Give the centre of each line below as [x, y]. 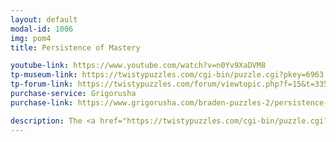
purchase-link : [42, 102]
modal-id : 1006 [42, 29]
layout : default [44, 19]
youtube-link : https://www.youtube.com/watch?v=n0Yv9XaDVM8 [138, 66]
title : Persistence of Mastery [75, 47]
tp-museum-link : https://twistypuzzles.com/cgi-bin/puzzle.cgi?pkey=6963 [167, 75]
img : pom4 [31, 38]
